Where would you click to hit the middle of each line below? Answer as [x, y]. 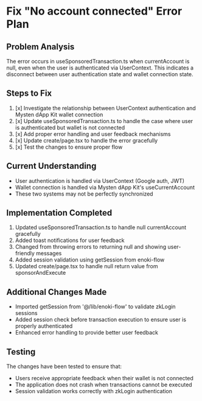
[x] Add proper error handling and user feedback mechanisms [93, 134]
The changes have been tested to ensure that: [64, 366]
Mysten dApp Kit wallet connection [59, 115]
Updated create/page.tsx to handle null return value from [86, 266]
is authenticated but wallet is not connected [70, 127]
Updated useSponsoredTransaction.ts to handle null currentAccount [101, 227]
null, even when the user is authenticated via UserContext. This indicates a [100, 68]
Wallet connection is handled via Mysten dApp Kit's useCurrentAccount [105, 187]
